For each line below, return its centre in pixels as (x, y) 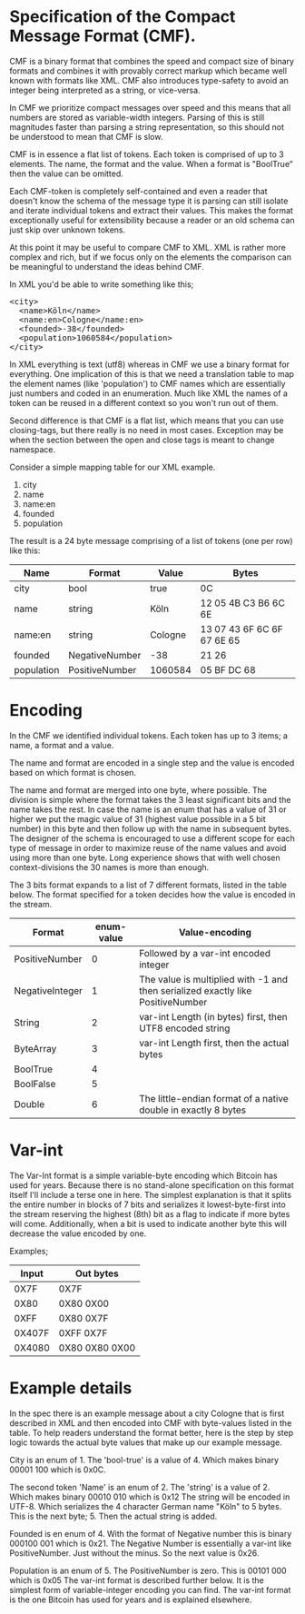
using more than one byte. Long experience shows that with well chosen (145, 857)
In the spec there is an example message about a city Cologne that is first (147, 1413)
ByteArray (35, 1048)
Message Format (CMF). (103, 36)
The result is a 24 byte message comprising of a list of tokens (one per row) (151, 540)
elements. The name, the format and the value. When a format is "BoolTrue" (151, 163)
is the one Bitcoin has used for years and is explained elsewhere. (131, 1599)
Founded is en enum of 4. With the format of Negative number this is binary (151, 1533)
